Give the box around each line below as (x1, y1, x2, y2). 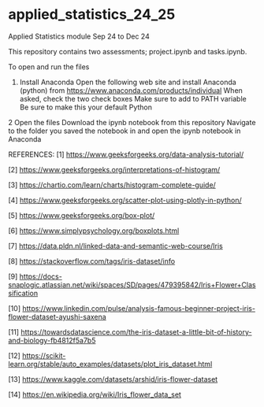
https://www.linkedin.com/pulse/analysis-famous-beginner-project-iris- (22, 303, 256, 313)
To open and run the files (8, 61, 90, 72)
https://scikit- (22, 350, 66, 360)
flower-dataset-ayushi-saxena (8, 312, 106, 321)
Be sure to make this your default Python (19, 102, 152, 112)
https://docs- (19, 272, 63, 281)
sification (8, 288, 38, 298)
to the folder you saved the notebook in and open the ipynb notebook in (8, 126, 241, 135)
